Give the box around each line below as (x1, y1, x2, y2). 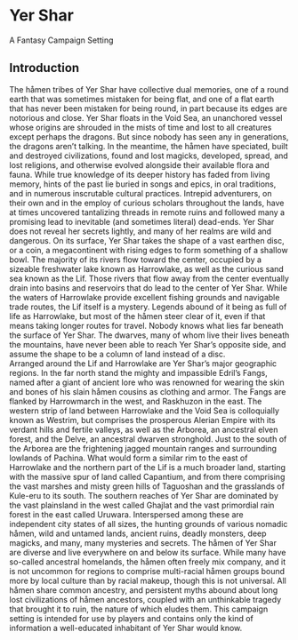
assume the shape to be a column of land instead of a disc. (9, 348, 226, 359)
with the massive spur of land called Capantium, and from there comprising (9, 471, 286, 482)
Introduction (9, 60, 80, 76)
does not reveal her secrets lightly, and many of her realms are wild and (9, 226, 272, 236)
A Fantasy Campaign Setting (9, 35, 114, 45)
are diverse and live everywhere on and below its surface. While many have (9, 547, 286, 557)
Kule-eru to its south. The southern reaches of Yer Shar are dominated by (9, 490, 278, 500)
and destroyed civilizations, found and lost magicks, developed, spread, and (9, 150, 289, 161)
